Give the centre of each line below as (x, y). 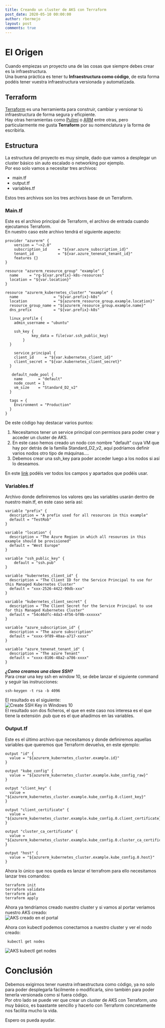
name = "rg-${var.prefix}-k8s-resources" (57, 275)
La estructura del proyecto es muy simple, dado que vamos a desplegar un (81, 157)
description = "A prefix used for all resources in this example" (79, 515)
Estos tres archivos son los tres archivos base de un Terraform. (69, 197)
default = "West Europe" (35, 546)
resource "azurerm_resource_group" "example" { (55, 271)
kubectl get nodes (26, 941)
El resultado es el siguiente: (33, 700)
